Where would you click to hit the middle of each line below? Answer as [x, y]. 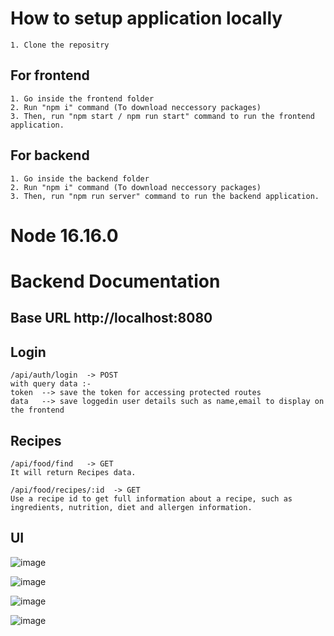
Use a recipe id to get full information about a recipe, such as [151, 498]
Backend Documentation [115, 281]
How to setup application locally [146, 18]
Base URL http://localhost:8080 [111, 318]
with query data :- [51, 384]
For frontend [50, 75]
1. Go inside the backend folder [80, 178]
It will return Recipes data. [73, 472]
